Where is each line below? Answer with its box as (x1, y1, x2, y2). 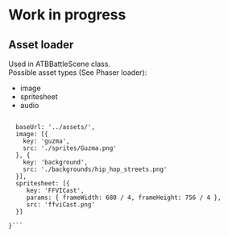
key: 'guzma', (23, 137, 70, 145)
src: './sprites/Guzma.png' (23, 144, 117, 152)
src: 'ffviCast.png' (26, 201, 95, 209)
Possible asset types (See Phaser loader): (8, 68, 147, 77)
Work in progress (8, 6, 126, 24)
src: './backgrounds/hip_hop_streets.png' (23, 165, 168, 173)
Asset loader (8, 38, 74, 52)
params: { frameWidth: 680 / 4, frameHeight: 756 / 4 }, (26, 193, 222, 202)
